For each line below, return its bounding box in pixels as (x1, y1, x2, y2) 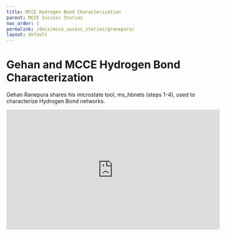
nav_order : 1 (6, 20, 40, 26)
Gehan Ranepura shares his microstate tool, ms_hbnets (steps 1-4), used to (6, 91, 196, 98)
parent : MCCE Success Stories (6, 15, 83, 21)
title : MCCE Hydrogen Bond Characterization (6, 9, 121, 15)
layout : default (6, 32, 48, 38)
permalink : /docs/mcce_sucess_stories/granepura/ (6, 26, 135, 32)
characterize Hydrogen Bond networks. (6, 98, 105, 105)
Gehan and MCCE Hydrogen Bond (6, 58, 181, 72)
